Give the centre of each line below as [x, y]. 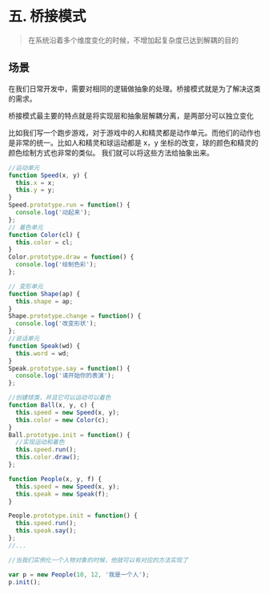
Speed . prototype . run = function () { [69, 205]
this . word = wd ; [42, 353]
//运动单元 [24, 168]
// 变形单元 [26, 286]
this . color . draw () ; [48, 457]
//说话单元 [24, 339]
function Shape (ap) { [44, 294]
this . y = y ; [36, 190]
